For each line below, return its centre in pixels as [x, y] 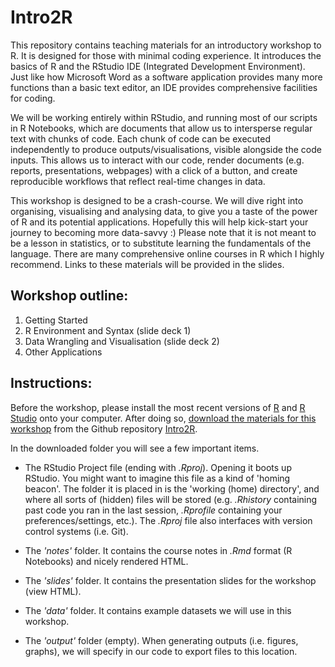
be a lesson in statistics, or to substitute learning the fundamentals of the [161, 243]
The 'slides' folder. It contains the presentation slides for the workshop [170, 580]
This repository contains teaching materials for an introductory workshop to [166, 45]
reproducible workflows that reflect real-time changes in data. [138, 181]
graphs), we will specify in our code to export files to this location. [161, 651]
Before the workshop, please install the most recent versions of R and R [158, 407]
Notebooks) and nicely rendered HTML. [106, 561]
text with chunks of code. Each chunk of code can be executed [141, 138]
